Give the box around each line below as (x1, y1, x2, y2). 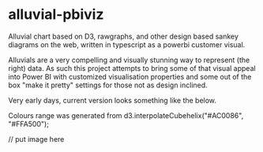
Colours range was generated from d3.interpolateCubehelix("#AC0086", (8, 110, 244, 120)
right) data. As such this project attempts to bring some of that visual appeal (8, 63, 256, 72)
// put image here (8, 134, 65, 143)
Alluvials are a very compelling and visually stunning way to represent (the (8, 55, 250, 65)
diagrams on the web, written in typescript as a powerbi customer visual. (8, 39, 246, 49)
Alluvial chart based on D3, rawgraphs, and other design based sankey (8, 32, 239, 41)
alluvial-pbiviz (8, 6, 104, 24)
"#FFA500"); (8, 119, 50, 128)
